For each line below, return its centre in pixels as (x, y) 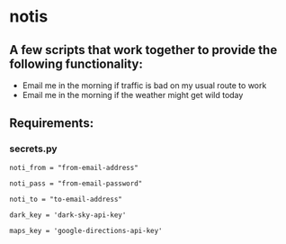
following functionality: (76, 63)
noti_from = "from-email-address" (74, 167)
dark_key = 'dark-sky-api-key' (68, 215)
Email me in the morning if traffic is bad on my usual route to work (144, 86)
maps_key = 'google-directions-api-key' (86, 230)
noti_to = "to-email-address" (66, 199)
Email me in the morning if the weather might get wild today (133, 95)
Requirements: (52, 123)
